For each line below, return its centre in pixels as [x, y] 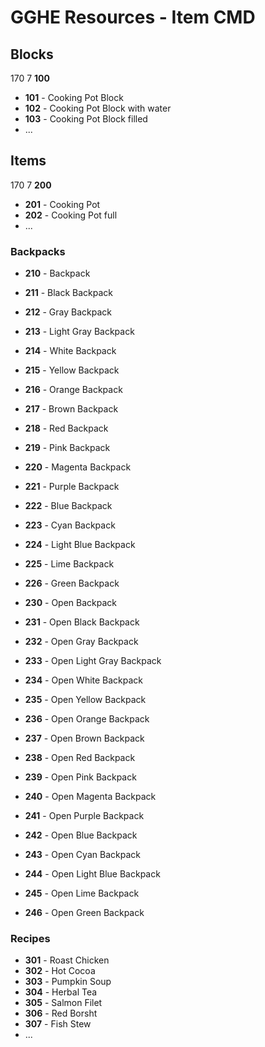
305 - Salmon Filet [63, 1003]
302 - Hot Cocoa [60, 971]
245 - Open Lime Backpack [82, 893]
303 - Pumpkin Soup [68, 982]
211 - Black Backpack [68, 293]
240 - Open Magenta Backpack [90, 797]
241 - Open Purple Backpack [84, 816]
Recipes [30, 939]
